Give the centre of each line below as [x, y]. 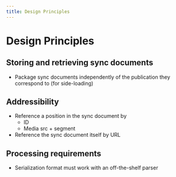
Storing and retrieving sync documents [80, 63]
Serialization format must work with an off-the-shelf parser [86, 168]
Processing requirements [54, 154]
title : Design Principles [38, 12]
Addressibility [32, 102]
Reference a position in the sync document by [71, 116]
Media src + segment [49, 128]
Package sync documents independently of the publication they [92, 77]
